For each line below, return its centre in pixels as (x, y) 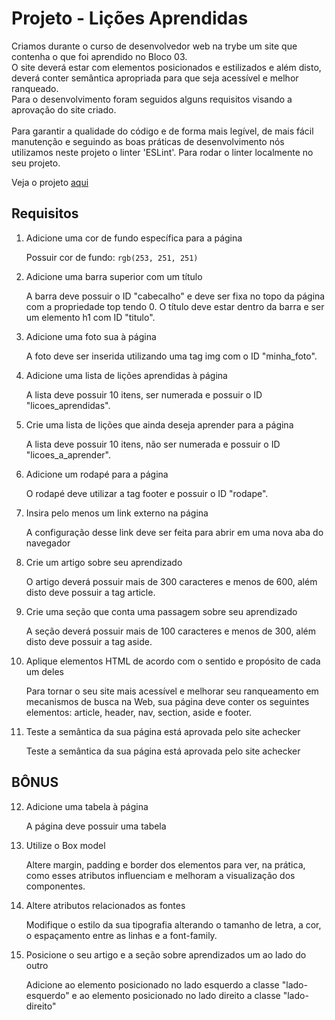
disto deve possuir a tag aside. (89, 641)
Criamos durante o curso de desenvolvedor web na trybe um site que (154, 46)
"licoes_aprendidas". (68, 405)
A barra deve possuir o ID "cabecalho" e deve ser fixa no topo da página (175, 296)
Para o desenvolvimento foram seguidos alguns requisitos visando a (152, 99)
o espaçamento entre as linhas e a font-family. (121, 935)
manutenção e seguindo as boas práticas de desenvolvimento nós (148, 141)
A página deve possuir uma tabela (96, 826)
